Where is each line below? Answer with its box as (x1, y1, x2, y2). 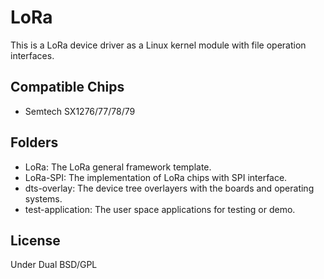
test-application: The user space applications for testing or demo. (24, 203, 296, 215)
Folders (10, 134, 59, 151)
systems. (24, 192, 63, 205)
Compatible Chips (10, 79, 125, 96)
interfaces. (10, 49, 55, 61)
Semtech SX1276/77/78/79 (24, 105, 136, 117)
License (10, 232, 61, 249)
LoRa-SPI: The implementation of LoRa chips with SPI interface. (24, 171, 288, 183)
